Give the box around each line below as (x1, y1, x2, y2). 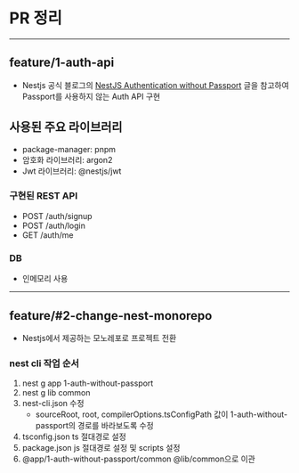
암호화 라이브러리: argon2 (21, 154, 113, 165)
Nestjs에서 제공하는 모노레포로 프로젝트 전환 (21, 332, 177, 343)
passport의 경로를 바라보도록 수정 (35, 420, 154, 431)
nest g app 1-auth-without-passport (21, 378, 154, 388)
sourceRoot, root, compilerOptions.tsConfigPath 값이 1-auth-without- (35, 409, 288, 420)
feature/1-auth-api (9, 55, 115, 70)
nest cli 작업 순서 (9, 357, 80, 370)
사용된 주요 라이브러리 (9, 119, 123, 135)
